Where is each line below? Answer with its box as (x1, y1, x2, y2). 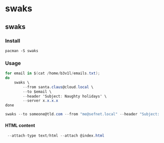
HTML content (5, 122, 35, 128)
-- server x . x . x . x (23, 98, 58, 103)
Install (5, 37, 21, 44)
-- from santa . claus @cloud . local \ (23, 85, 94, 89)
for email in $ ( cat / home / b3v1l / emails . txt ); (5, 71, 100, 76)
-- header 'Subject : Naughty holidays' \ (23, 94, 107, 99)
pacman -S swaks (5, 48, 38, 53)
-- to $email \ (23, 89, 52, 94)
